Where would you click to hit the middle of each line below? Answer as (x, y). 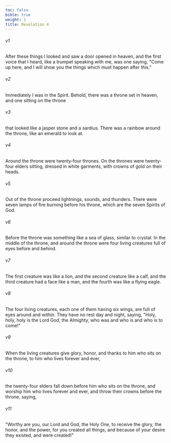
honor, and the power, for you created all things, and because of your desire (85, 430)
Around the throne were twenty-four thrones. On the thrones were (75, 161)
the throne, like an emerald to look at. (44, 133)
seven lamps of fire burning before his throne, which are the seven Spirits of (86, 205)
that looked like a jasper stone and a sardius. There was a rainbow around (83, 128)
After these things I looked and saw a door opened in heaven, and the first (83, 56)
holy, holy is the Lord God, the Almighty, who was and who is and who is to (84, 320)
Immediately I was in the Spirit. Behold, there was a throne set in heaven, (82, 95)
